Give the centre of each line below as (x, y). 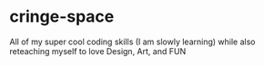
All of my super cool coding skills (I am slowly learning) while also (132, 42)
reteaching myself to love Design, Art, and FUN (98, 51)
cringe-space (62, 17)
